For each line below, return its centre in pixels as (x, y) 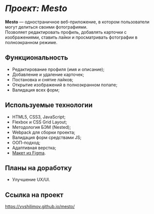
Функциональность (37, 58)
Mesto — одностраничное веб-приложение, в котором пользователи (77, 22)
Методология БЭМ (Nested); (42, 127)
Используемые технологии (49, 105)
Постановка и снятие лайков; (43, 79)
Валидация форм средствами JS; (47, 137)
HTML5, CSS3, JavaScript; (39, 117)
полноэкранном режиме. (31, 42)
